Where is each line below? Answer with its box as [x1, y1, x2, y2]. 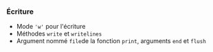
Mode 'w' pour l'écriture [16, 23, 86, 31]
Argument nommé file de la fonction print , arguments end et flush [16, 37, 207, 45]
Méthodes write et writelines [16, 29, 102, 38]
